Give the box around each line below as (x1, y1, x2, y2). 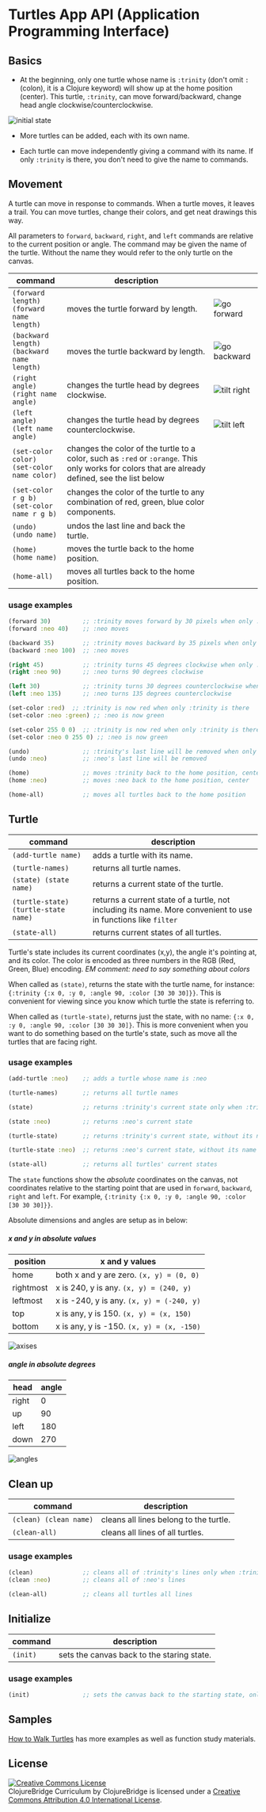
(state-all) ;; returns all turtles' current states (8, 1160, 218, 1168)
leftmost (12, 1295, 44, 1306)
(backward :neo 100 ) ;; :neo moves (8, 646, 129, 655)
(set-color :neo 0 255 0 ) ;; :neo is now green (8, 733, 169, 741)
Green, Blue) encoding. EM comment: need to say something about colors (8, 964, 251, 973)
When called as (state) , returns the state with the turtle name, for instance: (8, 979, 255, 988)
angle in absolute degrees (8, 1359, 97, 1369)
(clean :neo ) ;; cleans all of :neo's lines (8, 1576, 186, 1585)
